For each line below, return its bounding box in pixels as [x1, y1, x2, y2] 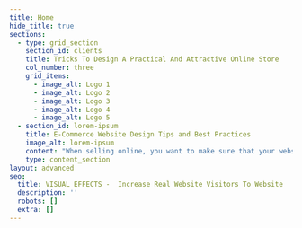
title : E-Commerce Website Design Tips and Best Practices [25, 130, 252, 139]
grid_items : [25, 72, 70, 81]
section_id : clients [25, 47, 102, 56]
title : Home [9, 13, 54, 22]
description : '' [17, 189, 78, 197]
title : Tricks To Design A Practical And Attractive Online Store [25, 55, 280, 64]
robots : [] [17, 197, 58, 206]
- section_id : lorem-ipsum [17, 122, 119, 131]
